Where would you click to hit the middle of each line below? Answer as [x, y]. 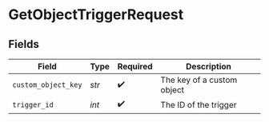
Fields [24, 44]
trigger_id [33, 104]
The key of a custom [199, 80]
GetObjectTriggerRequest [96, 15]
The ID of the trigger [199, 104]
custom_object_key [47, 85]
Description [209, 67]
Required [135, 67]
